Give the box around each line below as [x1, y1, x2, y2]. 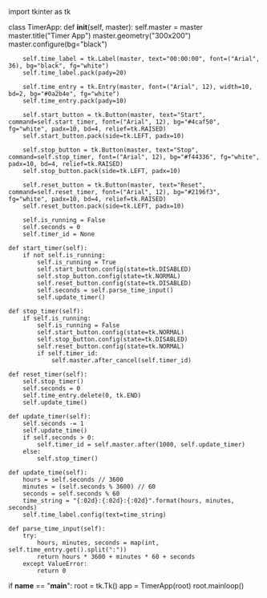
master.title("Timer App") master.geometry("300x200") [8, 31, 191, 40]
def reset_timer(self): [8, 370, 88, 378]
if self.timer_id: [37, 350, 99, 358]
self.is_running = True [37, 258, 116, 266]
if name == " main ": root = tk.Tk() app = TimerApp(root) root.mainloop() [8, 581, 245, 590]
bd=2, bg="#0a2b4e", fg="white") [8, 90, 120, 98]
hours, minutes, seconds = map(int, [37, 539, 160, 547]
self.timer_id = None [22, 230, 95, 238]
